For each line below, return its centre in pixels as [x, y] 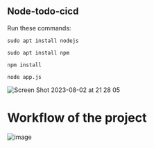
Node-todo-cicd [43, 11]
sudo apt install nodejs [43, 41]
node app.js [24, 77]
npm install [24, 65]
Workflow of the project [77, 118]
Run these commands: [39, 28]
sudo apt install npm [38, 53]
